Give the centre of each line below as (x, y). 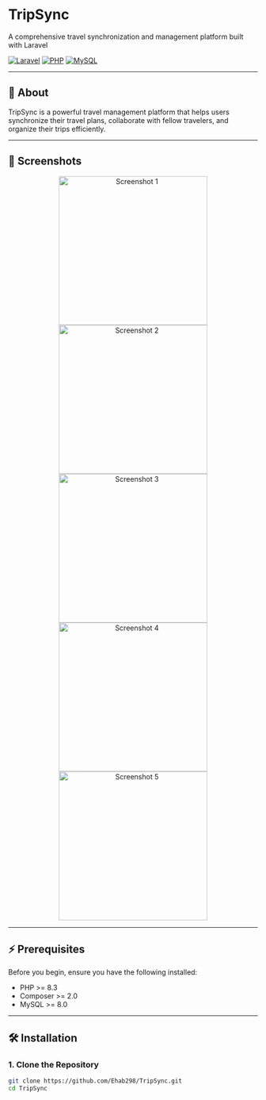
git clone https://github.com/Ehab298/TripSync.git (95, 1081)
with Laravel (28, 44)
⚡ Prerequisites (47, 949)
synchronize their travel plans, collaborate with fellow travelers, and (118, 120)
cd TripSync (28, 1088)
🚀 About (28, 93)
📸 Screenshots (45, 162)
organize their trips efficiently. (57, 129)
